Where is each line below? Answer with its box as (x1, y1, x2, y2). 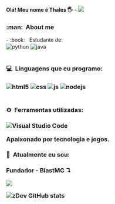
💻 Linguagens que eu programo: (6, 64, 103, 73)
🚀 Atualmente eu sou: (6, 151, 70, 159)
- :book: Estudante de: (6, 36, 63, 43)
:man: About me (6, 23, 55, 31)
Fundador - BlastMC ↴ (6, 166, 72, 175)
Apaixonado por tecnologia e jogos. (6, 135, 110, 143)
